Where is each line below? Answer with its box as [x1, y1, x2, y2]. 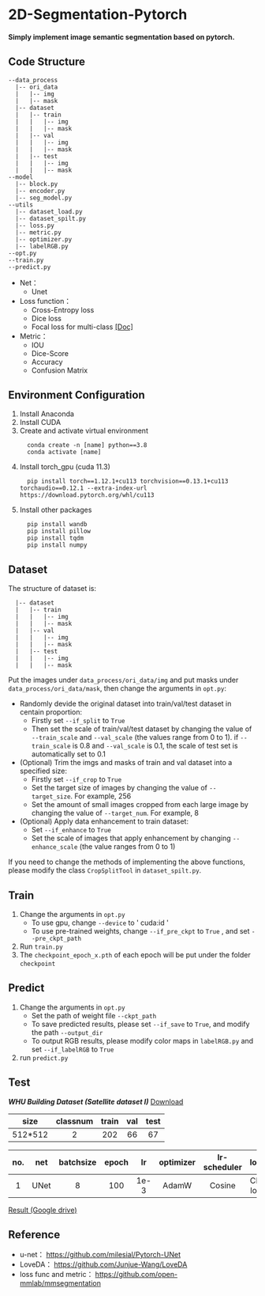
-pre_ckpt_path [31, 935, 81, 943]
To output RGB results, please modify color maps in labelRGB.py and [31, 1036, 254, 1045]
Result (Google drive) [8, 1205, 77, 1215]
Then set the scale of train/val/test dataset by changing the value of [31, 724, 252, 733]
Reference [8, 1228, 61, 1241]
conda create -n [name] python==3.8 [27, 441, 147, 449]
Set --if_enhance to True [31, 825, 112, 835]
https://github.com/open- [95, 1270, 178, 1279]
